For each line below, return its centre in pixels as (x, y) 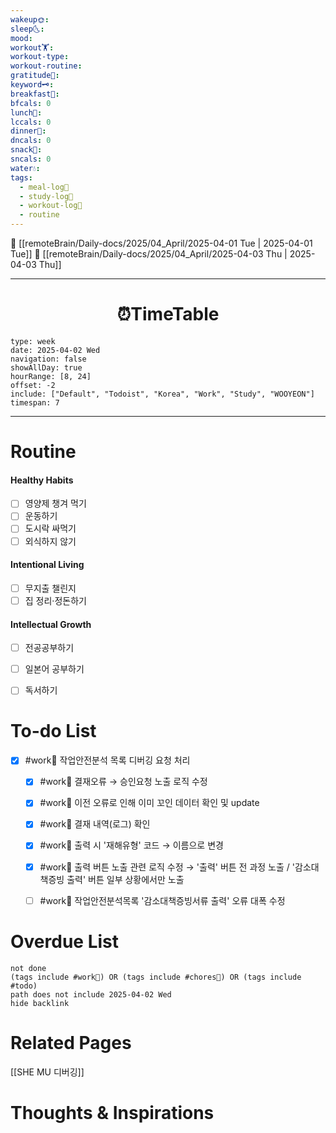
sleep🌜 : (27, 29)
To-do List (53, 731)
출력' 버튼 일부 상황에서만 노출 (125, 879)
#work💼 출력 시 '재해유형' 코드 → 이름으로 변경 (131, 845)
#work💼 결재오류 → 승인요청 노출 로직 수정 (123, 782)
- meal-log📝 (44, 187)
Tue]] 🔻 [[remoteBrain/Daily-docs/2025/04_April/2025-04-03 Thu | (149, 254)
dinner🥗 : (28, 131)
